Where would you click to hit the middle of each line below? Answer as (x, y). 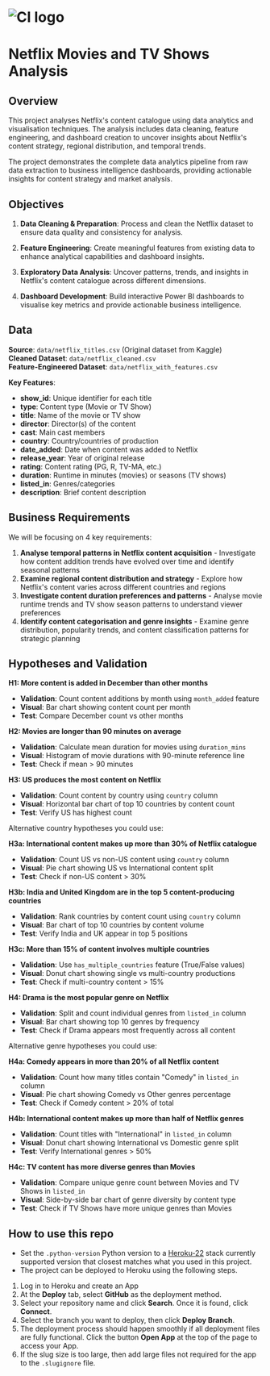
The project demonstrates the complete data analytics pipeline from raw (128, 162)
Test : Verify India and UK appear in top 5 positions (104, 934)
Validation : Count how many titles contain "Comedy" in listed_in (129, 1078)
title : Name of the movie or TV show (80, 415)
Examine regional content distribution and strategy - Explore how (131, 578)
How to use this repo (61, 1234)
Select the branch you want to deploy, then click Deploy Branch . (127, 1320)
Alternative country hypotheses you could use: (86, 828)
